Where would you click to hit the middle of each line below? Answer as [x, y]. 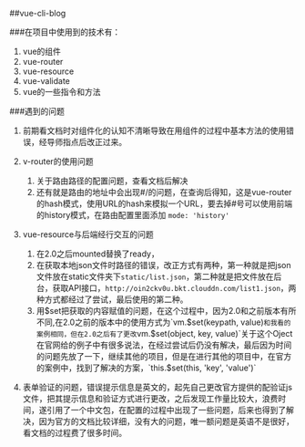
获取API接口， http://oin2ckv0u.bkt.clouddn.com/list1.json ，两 [174, 288]
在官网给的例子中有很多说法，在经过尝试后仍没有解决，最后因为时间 [164, 345]
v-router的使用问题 [58, 161]
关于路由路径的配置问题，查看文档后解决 [112, 181]
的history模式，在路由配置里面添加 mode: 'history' [133, 215]
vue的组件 [42, 51]
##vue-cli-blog [38, 13]
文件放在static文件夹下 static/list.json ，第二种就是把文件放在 [155, 276]
